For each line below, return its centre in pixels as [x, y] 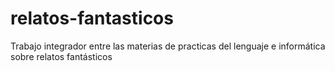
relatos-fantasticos [92, 18]
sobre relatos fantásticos [61, 56]
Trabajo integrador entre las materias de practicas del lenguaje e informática [168, 46]
